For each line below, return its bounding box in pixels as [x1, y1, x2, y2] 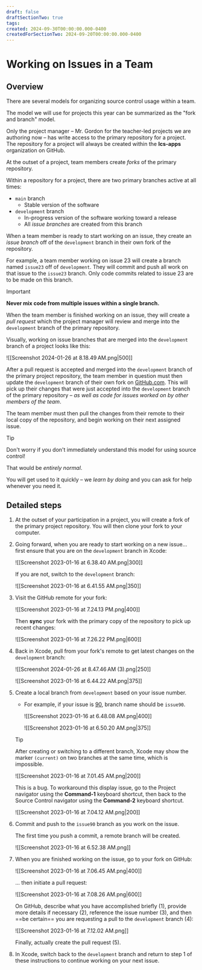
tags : [6, 20, 20, 26]
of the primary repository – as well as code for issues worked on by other [6, 392, 189, 399]
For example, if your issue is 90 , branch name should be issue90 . [24, 701, 186, 708]
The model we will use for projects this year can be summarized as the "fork [6, 110, 196, 117]
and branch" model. [6, 116, 56, 123]
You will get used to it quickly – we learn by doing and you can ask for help [6, 476, 192, 483]
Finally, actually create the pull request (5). [14, 939, 121, 946]
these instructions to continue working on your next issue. [14, 957, 160, 964]
